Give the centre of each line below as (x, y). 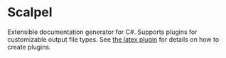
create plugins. (29, 47)
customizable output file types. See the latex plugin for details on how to (113, 39)
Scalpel (30, 12)
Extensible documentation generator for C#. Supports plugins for (102, 32)
